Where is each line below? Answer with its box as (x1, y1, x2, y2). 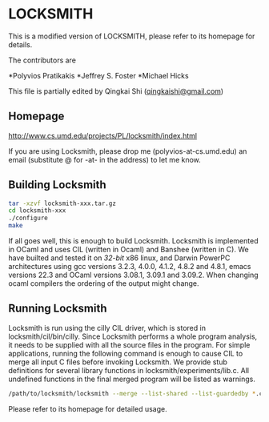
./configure (8, 214, 48, 223)
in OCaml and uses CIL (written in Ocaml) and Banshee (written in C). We (8, 245, 250, 255)
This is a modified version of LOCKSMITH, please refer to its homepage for (8, 31, 255, 41)
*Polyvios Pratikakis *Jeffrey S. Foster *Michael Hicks (8, 70, 190, 80)
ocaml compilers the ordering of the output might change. (8, 279, 199, 288)
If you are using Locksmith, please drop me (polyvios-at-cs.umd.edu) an (8, 146, 247, 156)
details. (8, 39, 33, 49)
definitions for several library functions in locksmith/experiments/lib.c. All (8, 365, 250, 375)
